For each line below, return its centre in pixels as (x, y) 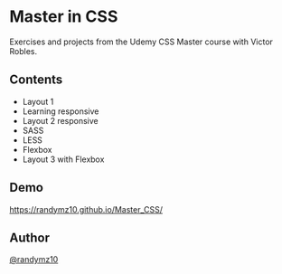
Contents (36, 80)
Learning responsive (61, 111)
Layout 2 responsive (60, 120)
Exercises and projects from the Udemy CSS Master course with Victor (141, 42)
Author (29, 237)
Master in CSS (64, 17)
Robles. (23, 51)
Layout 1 (38, 101)
